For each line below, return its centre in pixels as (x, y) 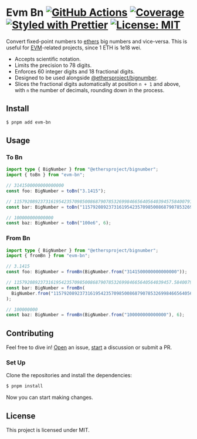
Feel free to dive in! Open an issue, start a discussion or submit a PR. (89, 347)
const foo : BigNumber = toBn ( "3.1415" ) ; (56, 191)
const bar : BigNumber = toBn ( (43, 207)
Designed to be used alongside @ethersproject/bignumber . (86, 78)
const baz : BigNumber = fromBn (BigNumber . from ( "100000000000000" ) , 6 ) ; (95, 315)
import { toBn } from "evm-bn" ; (45, 175)
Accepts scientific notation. (47, 59)
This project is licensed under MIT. (48, 430)
